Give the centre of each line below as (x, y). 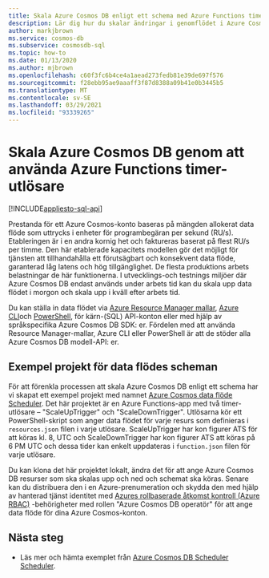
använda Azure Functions (95, 170)
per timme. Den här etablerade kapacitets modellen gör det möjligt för (123, 249)
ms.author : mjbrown (41, 68)
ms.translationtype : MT (48, 90)
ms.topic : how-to (37, 53)
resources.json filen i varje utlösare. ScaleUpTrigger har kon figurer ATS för (133, 429)
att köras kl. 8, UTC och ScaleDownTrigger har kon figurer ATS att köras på (132, 437)
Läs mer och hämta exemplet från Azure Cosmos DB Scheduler (124, 557)
